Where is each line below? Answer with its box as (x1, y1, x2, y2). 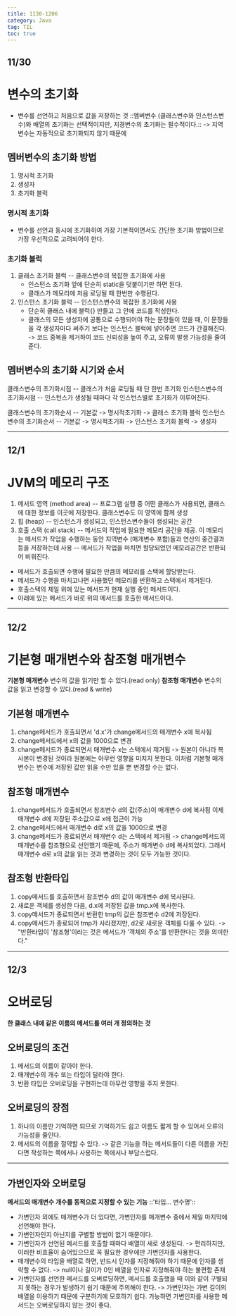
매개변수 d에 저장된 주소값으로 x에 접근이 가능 (17, 815, 143, 823)
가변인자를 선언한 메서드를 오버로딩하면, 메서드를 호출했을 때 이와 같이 (17, 1274, 209, 1283)
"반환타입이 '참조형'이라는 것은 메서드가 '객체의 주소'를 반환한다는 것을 (17, 928, 211, 936)
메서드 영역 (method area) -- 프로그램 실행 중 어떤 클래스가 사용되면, (17, 500, 206, 508)
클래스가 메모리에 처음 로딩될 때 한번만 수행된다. (27, 288, 159, 297)
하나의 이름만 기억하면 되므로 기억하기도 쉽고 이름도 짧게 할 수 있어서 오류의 (17, 1121, 224, 1130)
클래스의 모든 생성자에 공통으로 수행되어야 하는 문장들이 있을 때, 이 (27, 315, 210, 324)
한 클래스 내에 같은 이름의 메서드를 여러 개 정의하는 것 (7, 1019, 151, 1028)
